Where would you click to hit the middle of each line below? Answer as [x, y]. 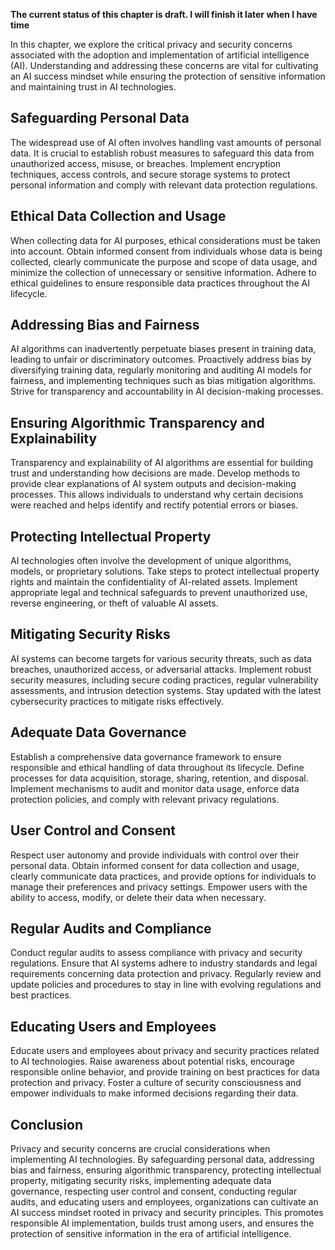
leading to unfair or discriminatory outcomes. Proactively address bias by [161, 360]
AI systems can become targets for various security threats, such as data [161, 658]
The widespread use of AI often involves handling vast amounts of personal [166, 142]
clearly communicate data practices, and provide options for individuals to [163, 876]
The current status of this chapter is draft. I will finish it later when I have [164, 14]
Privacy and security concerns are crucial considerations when [140, 1148]
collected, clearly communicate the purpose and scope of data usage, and [164, 261]
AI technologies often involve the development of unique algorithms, [151, 561]
